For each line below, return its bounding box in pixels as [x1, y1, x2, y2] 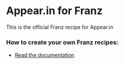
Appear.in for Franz [6, 4, 103, 18]
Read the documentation [14, 52, 75, 59]
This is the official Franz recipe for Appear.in [6, 23, 113, 31]
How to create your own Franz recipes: [6, 38, 119, 46]
